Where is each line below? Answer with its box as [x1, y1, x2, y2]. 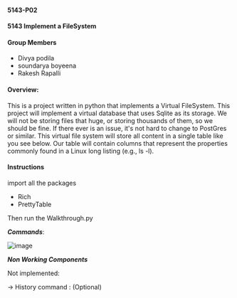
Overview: [7, 85, 39, 94]
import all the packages [7, 179, 77, 187]
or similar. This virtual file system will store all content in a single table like [7, 132, 223, 140]
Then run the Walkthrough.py [7, 213, 94, 222]
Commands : [7, 228, 45, 236]
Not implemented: [7, 269, 60, 277]
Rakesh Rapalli [17, 69, 61, 78]
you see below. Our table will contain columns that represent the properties [7, 139, 228, 147]
